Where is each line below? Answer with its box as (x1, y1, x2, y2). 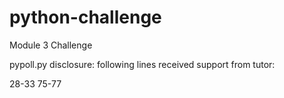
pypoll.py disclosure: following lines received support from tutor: (9, 58, 276, 70)
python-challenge (9, 6, 162, 29)
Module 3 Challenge (9, 39, 93, 51)
